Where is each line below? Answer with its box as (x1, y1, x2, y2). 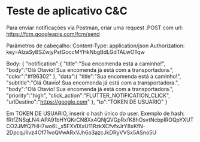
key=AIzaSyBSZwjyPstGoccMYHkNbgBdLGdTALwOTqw (6, 48, 145, 55)
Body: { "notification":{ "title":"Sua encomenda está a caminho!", (6, 60, 166, 67)
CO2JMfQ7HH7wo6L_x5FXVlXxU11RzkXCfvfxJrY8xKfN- (6, 122, 146, 129)
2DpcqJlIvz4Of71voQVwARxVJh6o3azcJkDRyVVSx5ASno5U (6, 129, 157, 136)
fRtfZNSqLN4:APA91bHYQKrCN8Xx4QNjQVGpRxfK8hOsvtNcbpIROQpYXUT (6, 116, 194, 123)
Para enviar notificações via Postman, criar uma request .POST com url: (6, 24, 183, 31)
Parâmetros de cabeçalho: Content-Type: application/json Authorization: (6, 42, 185, 49)
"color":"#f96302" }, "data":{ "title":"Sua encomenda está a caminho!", (6, 72, 181, 80)
